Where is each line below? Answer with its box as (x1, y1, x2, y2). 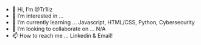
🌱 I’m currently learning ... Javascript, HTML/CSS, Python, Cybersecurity (12, 19, 195, 26)
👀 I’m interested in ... (12, 12, 64, 19)
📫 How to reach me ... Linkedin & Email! (12, 32, 113, 39)
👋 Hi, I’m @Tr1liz (12, 6, 53, 13)
